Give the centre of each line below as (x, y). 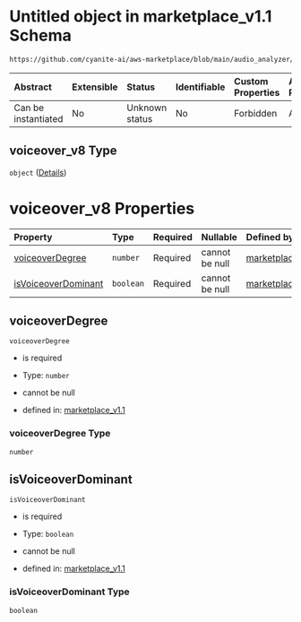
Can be (29, 108)
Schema (40, 35)
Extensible (95, 87)
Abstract (33, 87)
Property (33, 237)
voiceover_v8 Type (64, 151)
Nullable (219, 237)
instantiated (39, 118)
